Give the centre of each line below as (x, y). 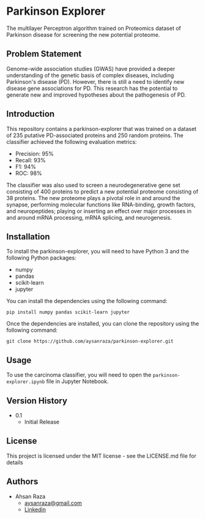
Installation (28, 237)
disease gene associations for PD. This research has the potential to (92, 88)
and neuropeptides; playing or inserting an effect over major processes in (99, 211)
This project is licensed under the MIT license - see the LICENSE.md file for (102, 456)
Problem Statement (44, 54)
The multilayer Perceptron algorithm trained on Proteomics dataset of (94, 28)
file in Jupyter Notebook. (77, 381)
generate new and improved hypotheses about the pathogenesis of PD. (96, 95)
